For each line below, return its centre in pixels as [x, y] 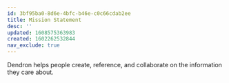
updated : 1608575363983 [41, 33]
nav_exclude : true [33, 45]
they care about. [30, 72]
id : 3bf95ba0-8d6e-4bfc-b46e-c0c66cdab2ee [69, 13]
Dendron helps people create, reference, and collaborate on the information [115, 65]
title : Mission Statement [44, 20]
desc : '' [20, 26]
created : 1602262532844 [41, 39]
